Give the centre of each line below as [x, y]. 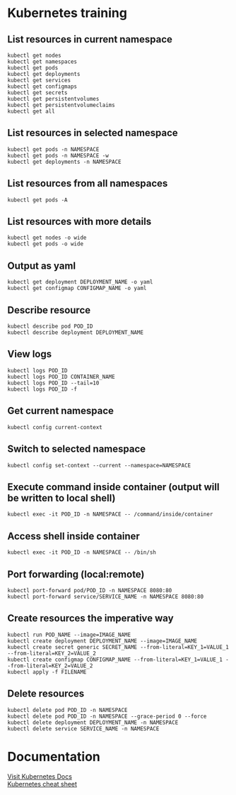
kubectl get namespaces [42, 62]
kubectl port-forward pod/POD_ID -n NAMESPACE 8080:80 [90, 590]
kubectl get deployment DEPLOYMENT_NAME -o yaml [80, 282]
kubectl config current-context [55, 427]
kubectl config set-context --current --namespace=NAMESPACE [99, 465]
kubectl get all [31, 111]
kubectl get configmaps [42, 87]
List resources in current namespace [90, 39]
